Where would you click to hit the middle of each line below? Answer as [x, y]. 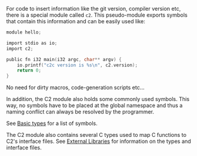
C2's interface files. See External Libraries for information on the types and [99, 141]
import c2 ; [20, 48]
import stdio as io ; [32, 43]
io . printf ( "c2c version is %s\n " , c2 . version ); [77, 65]
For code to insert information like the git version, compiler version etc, [93, 9]
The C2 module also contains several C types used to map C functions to [96, 135]
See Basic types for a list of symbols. [52, 123]
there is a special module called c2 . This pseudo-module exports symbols [97, 15]
